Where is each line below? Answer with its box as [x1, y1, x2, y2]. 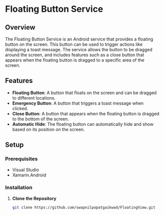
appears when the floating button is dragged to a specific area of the [5, 57, 145, 63]
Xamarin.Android [12, 172, 47, 178]
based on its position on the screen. [12, 126, 85, 132]
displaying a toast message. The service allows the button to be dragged [5, 47, 153, 52]
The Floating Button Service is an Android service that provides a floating [5, 36, 154, 42]
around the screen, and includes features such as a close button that [5, 52, 144, 58]
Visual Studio [12, 167, 39, 173]
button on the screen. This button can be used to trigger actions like [5, 41, 143, 47]
